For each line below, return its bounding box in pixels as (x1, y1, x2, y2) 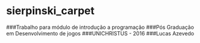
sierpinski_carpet (6, 4, 95, 18)
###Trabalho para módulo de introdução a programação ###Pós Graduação (6, 24, 194, 31)
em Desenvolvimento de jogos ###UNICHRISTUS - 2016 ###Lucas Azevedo (6, 29, 195, 37)
